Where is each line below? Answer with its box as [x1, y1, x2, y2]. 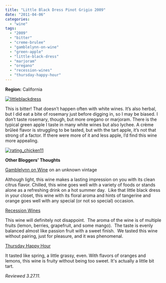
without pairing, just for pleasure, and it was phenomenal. [5, 233, 124, 239]
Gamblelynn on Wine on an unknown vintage [5, 166, 97, 173]
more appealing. [5, 137, 39, 143]
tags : [5, 26, 16, 31]
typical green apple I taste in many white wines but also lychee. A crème [5, 121, 154, 128]
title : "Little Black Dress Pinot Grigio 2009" [5, 7, 106, 13]
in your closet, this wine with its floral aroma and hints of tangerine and [5, 192, 151, 198]
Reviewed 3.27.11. [5, 272, 41, 278]
